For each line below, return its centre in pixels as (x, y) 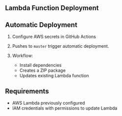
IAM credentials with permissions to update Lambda (65, 108)
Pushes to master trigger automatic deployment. (61, 46)
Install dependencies (40, 65)
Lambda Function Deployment (52, 8)
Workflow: (23, 56)
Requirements (27, 91)
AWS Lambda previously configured (49, 103)
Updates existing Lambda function (54, 76)
